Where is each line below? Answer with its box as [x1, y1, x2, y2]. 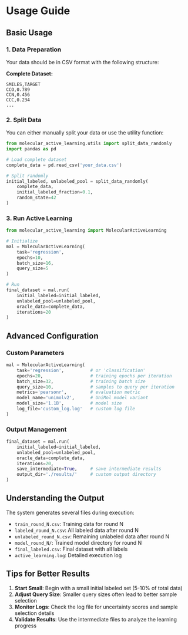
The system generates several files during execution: [6, 509, 135, 516]
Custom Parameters [6, 348, 65, 357]
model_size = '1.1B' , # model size [16, 400, 122, 406]
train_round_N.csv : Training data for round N [14, 520, 123, 527]
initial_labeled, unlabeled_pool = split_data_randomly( [6, 178, 149, 184]
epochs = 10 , [16, 255, 43, 261]
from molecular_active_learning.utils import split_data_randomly [6, 140, 172, 147]
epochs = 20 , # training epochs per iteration [16, 373, 172, 379]
